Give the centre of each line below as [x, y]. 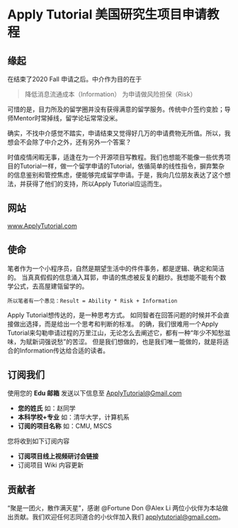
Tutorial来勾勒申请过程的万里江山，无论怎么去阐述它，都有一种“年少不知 [113, 332]
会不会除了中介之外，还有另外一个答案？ [72, 142]
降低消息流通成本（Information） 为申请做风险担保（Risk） [110, 94]
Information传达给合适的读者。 [64, 350]
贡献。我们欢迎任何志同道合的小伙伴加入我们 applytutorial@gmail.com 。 [119, 517]
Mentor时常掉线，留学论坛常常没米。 [67, 118]
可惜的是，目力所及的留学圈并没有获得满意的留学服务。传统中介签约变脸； [116, 109]
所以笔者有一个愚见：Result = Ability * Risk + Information [92, 301]
